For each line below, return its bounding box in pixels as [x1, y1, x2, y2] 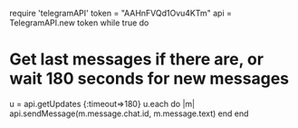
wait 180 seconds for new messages [9, 68, 290, 89]
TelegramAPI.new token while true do [9, 17, 149, 28]
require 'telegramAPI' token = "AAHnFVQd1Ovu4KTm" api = [9, 8, 233, 18]
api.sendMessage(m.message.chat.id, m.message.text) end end [9, 108, 249, 119]
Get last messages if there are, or [9, 49, 264, 70]
